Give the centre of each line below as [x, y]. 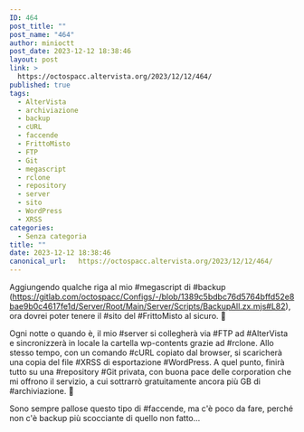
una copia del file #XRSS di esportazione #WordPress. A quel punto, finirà [147, 362]
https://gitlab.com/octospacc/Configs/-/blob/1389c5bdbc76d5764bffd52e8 [153, 296]
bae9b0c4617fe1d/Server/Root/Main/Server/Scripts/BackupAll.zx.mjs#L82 [148, 306]
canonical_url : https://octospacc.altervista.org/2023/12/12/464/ [141, 262]
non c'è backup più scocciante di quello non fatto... [105, 418]
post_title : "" [38, 26]
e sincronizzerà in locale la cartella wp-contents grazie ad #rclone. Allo [142, 343]
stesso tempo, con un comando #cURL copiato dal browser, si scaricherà [146, 352]
